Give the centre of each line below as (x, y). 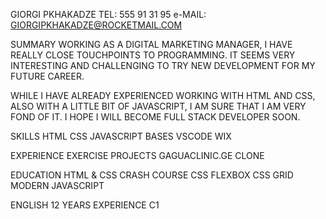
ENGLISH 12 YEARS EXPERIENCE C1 (85, 205)
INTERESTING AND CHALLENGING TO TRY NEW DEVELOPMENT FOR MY (163, 65)
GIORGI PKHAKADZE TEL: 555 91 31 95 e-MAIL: (108, 14)
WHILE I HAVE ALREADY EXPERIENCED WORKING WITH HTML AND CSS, (163, 95)
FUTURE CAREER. (47, 76)
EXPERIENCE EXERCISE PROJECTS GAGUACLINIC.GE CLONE (137, 155)
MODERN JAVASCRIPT (57, 185)
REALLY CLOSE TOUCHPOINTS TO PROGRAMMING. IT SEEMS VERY (153, 55)
